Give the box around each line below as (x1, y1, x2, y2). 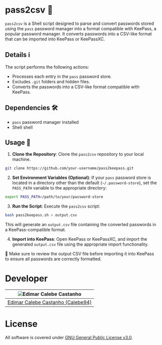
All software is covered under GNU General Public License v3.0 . (5, 334, 133, 340)
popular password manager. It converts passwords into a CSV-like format (5, 31, 152, 37)
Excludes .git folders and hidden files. (12, 78, 90, 84)
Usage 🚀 (5, 138, 31, 147)
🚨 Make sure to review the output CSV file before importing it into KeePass (5, 251, 154, 256)
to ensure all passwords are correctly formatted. (5, 256, 102, 262)
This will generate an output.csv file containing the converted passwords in (5, 222, 157, 227)
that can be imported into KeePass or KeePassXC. (5, 36, 106, 42)
